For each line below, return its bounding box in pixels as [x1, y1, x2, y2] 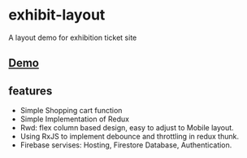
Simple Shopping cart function [19, 106, 123, 116]
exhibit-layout [8, 6, 106, 24]
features [8, 84, 53, 98]
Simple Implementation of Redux [19, 114, 130, 124]
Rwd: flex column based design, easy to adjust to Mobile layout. [19, 123, 234, 133]
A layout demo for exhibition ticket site [8, 33, 137, 42]
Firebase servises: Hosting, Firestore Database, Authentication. [19, 140, 232, 150]
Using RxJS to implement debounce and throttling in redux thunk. [19, 132, 240, 142]
